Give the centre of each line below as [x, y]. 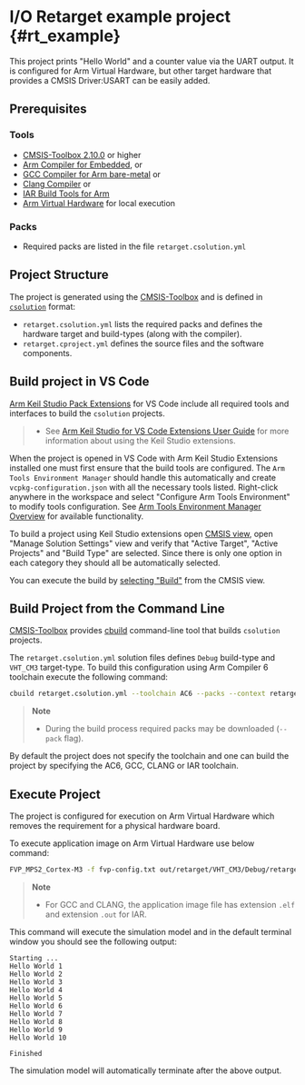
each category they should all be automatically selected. [115, 562]
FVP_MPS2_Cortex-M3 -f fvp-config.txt [83, 870]
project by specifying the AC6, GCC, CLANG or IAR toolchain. [124, 766]
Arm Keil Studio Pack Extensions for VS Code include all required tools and [149, 403]
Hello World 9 [36, 1030]
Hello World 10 [38, 1038]
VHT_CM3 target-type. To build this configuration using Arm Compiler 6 [139, 667]
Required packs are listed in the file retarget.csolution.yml [134, 246]
